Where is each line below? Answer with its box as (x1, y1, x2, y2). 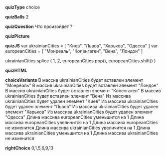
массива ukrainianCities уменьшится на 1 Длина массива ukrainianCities (5, 130, 159, 136)
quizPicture (5, 33, 30, 39)
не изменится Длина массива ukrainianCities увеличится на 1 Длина (5, 125, 151, 131)
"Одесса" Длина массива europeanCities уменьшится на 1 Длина (5, 114, 144, 120)
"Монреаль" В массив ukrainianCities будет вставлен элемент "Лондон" (5, 82, 159, 88)
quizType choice (5, 4, 40, 10)
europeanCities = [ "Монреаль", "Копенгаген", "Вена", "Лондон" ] (5, 48, 143, 54)
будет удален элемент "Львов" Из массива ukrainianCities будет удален (5, 104, 159, 109)
